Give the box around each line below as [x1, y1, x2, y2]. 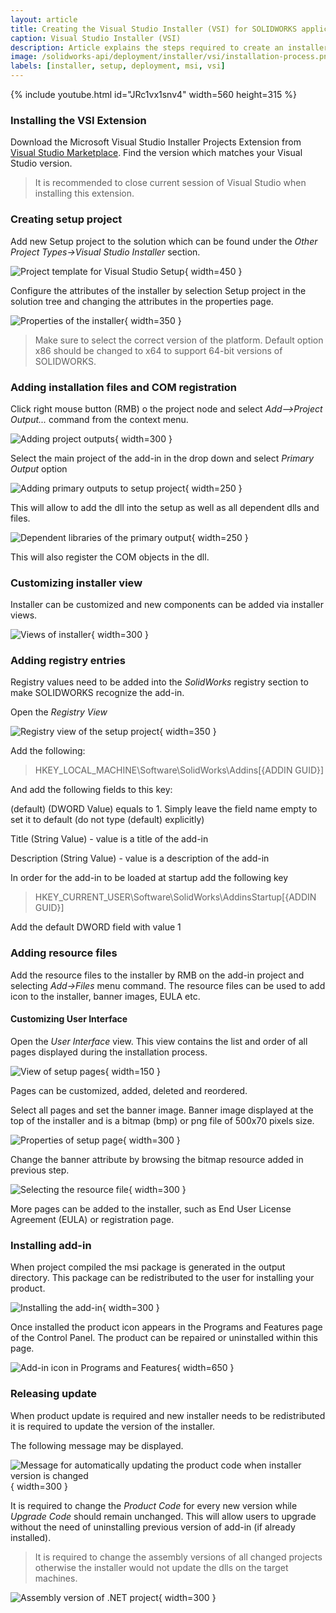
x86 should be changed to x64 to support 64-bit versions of [34, 344, 283, 356]
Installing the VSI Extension [10, 113, 147, 127]
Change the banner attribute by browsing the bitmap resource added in [10, 1153, 304, 1165]
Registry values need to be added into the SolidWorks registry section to [10, 676, 309, 688]
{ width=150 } [104, 1065, 161, 1077]
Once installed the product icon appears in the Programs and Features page [10, 1321, 323, 1333]
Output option [10, 462, 68, 475]
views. [10, 609, 38, 621]
